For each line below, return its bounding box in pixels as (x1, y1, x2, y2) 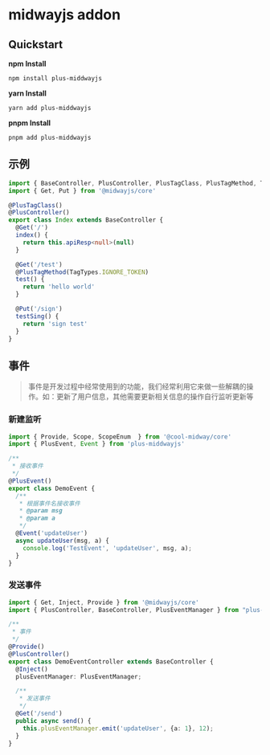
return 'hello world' (22, 283, 95, 291)
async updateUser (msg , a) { (15, 537, 110, 545)
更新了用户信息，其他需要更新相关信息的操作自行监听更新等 (55, 392, 254, 402)
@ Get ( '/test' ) (15, 260, 63, 268)
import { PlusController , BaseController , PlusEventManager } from (8, 606, 239, 614)
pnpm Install (8, 118, 51, 128)
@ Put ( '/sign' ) (15, 305, 63, 313)
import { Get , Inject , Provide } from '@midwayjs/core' (8, 598, 199, 606)
